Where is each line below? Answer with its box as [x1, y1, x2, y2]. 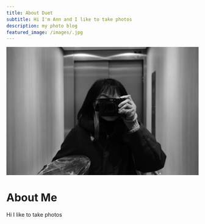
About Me [6, 191, 57, 204]
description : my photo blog [6, 23, 78, 29]
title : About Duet [6, 10, 53, 16]
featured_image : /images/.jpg [6, 29, 84, 35]
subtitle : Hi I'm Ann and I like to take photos [6, 16, 132, 23]
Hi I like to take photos [6, 211, 62, 218]
